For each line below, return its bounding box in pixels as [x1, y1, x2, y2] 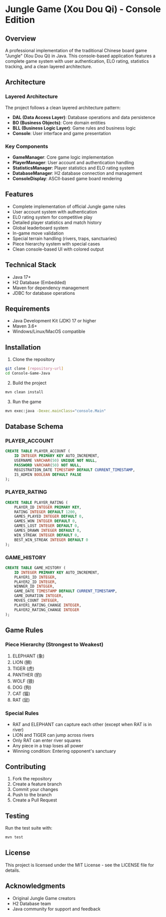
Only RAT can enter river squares [12, 737, 81, 743]
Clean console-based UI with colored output [12, 246, 104, 252]
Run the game [12, 398, 41, 405]
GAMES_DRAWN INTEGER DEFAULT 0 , [14, 528, 81, 533]
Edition [5, 14, 35, 26]
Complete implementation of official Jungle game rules [12, 203, 126, 209]
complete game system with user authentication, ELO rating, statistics [5, 58, 149, 64]
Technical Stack [5, 261, 56, 269]
